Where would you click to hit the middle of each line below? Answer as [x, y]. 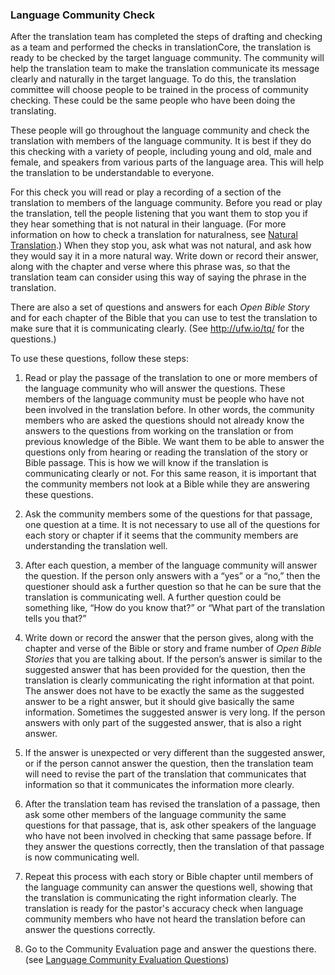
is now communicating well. [82, 857]
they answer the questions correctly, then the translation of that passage [174, 847]
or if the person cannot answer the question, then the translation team [169, 764]
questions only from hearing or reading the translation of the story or [166, 452]
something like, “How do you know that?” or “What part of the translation [175, 608]
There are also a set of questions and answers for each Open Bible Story [160, 307]
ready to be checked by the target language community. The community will [167, 58]
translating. [33, 111]
